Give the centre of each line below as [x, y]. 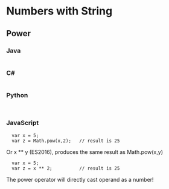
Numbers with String [59, 11]
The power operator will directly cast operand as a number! [80, 179]
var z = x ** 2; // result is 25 [66, 168]
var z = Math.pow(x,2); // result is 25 [66, 141]
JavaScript [23, 123]
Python [17, 95]
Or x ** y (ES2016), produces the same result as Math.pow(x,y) [85, 152]
